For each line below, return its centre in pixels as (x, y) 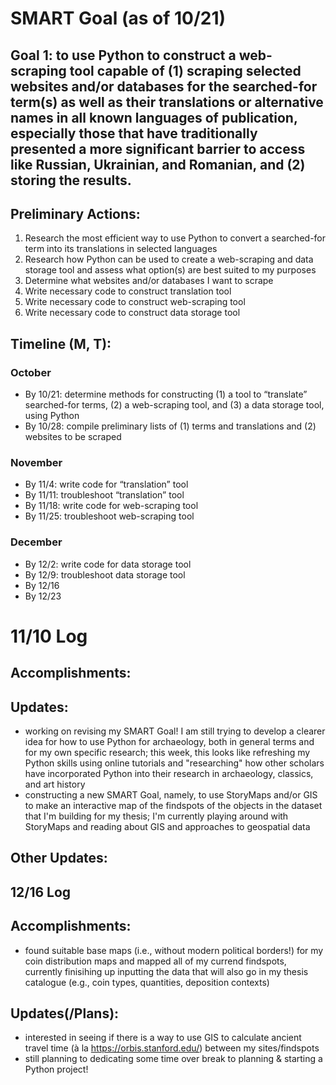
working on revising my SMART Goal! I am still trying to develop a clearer (175, 731)
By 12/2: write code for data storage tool (108, 564)
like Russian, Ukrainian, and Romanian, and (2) (158, 164)
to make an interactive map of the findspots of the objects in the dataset (173, 806)
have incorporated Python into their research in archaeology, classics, (169, 774)
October (31, 372)
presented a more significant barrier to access (158, 148)
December (36, 542)
